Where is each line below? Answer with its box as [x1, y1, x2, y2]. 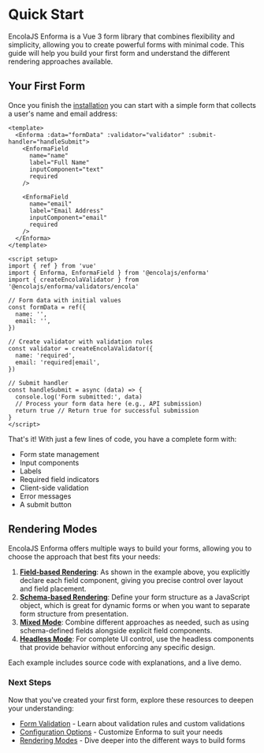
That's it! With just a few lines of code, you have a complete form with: [8, 434, 237, 443]
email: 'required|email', [15, 358, 101, 366]
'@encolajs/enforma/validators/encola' [8, 282, 139, 291]
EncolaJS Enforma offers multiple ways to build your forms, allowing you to [8, 543, 252, 553]
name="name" [28, 151, 69, 159]
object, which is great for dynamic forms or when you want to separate [19, 600, 251, 610]
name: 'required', [15, 351, 76, 359]
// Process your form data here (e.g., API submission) [15, 399, 203, 407]
